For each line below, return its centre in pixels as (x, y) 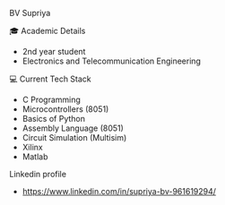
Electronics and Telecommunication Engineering (112, 61)
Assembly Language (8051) (73, 128)
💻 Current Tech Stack (50, 79)
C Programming (51, 99)
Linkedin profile (38, 174)
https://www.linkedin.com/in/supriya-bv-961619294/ (119, 191)
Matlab (35, 157)
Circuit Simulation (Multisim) (74, 137)
